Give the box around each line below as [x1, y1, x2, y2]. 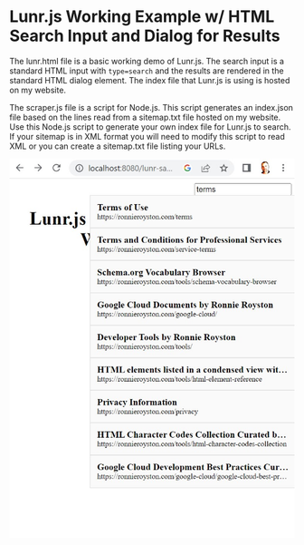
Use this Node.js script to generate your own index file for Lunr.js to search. [9, 121, 291, 132]
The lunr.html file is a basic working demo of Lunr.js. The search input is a [9, 55, 285, 66]
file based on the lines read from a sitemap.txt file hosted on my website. [9, 112, 281, 122]
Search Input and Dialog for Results [9, 25, 280, 46]
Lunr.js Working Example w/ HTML [9, 6, 275, 27]
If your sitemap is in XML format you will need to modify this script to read [9, 131, 285, 141]
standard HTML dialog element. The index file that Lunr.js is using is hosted [9, 74, 290, 85]
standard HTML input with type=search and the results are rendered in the [9, 65, 284, 76]
